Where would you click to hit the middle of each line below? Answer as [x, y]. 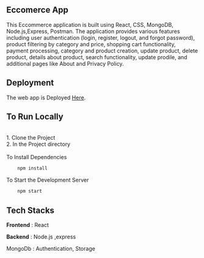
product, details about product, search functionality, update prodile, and [97, 57]
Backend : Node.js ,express [41, 237]
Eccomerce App [38, 10]
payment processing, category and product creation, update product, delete [102, 51]
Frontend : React [27, 225]
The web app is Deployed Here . [46, 98]
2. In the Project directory [38, 144]
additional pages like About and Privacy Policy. [65, 63]
